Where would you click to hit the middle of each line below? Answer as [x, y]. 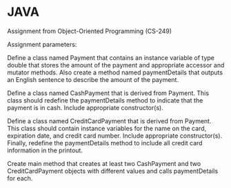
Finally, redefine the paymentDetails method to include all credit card [105, 143]
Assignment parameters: [42, 44]
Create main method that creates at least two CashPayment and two [104, 163]
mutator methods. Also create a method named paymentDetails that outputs [115, 72]
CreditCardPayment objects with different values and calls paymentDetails [113, 171]
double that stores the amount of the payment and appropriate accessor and [116, 65]
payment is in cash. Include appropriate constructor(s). [85, 107]
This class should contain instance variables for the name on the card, [107, 128]
